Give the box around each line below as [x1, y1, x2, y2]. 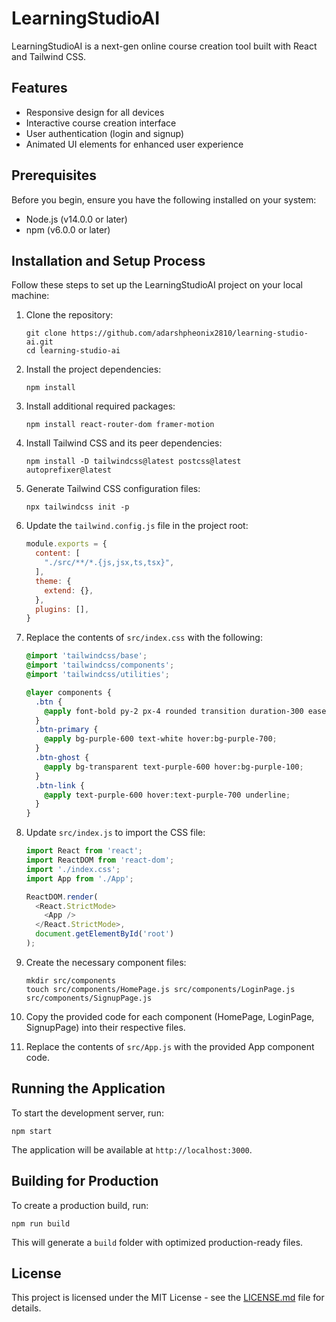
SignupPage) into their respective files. [25, 1021, 186, 1033]
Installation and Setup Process [11, 252, 206, 269]
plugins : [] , [35, 604, 90, 614]
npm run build [11, 1218, 71, 1229]
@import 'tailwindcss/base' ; [25, 651, 148, 661]
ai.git [25, 337, 54, 347]
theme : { [35, 576, 72, 586]
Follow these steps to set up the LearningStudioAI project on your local [11, 279, 303, 291]
